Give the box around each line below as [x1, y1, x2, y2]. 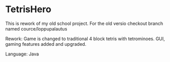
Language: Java [5, 51, 39, 57]
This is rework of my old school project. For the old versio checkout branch [5, 20, 163, 26]
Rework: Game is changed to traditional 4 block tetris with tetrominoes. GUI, [5, 36, 165, 42]
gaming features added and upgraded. [5, 41, 87, 47]
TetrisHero [5, 4, 52, 15]
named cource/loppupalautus [5, 25, 67, 32]
